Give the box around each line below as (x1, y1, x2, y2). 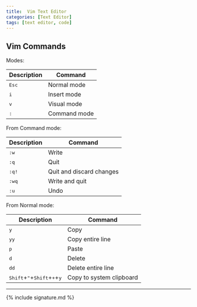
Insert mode (47, 91, 81, 99)
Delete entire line (67, 264, 114, 272)
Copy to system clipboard (67, 273, 138, 282)
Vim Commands (6, 41, 66, 51)
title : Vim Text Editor (6, 8, 67, 15)
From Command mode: (6, 125, 62, 132)
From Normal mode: (6, 202, 55, 209)
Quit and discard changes (47, 168, 119, 176)
